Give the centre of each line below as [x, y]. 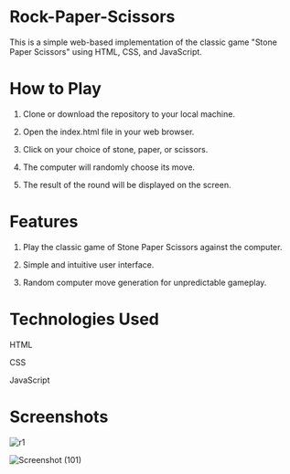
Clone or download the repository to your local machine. [129, 114]
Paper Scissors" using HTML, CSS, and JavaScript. [106, 51]
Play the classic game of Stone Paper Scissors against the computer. [152, 247]
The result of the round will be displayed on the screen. [127, 184]
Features [44, 222]
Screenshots [59, 416]
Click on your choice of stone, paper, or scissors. [115, 149]
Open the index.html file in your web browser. [108, 132]
